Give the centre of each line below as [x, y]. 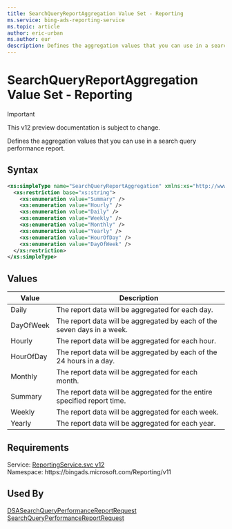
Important [21, 114]
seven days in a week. [92, 330]
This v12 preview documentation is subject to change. [84, 127]
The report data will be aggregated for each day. [135, 310]
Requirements [38, 448]
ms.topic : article [33, 26]
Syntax [23, 170]
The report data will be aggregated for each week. [137, 412]
